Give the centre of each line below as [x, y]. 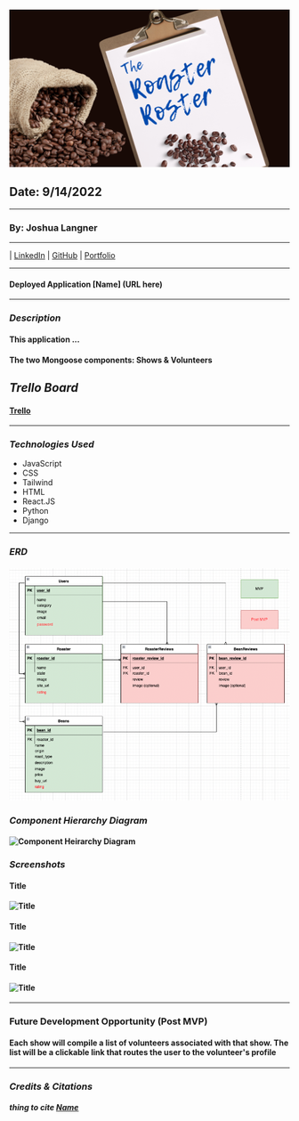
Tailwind [37, 483]
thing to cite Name [44, 1108]
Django [35, 520]
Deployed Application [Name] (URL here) [86, 284]
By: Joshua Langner [53, 227]
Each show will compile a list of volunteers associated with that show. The [149, 1043]
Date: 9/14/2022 [56, 192]
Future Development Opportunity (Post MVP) [109, 1021]
